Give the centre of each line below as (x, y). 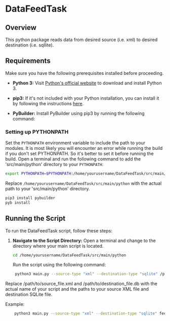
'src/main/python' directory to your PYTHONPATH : (54, 165)
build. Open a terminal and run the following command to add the (73, 159)
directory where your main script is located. (58, 246)
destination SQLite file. (29, 295)
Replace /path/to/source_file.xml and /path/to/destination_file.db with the (81, 284)
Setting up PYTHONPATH (37, 132)
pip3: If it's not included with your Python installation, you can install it (86, 98)
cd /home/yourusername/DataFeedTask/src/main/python (69, 255)
